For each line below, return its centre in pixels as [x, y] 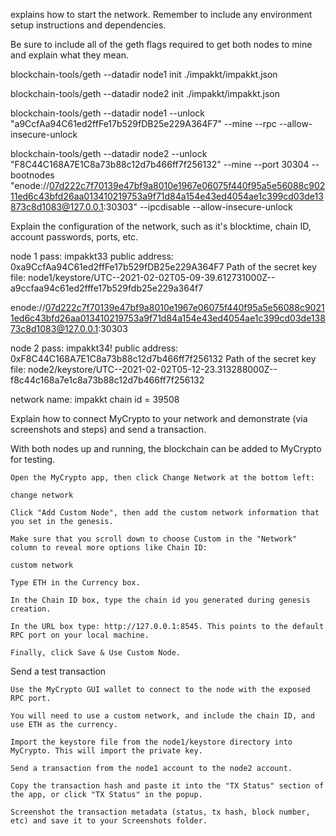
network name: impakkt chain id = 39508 [95, 399]
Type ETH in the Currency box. [75, 583]
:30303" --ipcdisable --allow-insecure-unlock [198, 207]
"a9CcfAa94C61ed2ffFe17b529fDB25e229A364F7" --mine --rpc [143, 123]
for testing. [33, 459]
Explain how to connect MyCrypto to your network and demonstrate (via [159, 418]
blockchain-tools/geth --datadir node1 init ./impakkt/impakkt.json [144, 74]
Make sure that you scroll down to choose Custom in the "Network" [154, 539]
